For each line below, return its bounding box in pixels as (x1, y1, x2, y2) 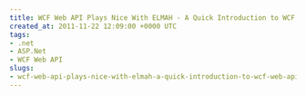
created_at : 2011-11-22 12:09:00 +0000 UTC (9, 22, 178, 31)
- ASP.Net (9, 47, 47, 56)
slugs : (9, 64, 35, 73)
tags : (9, 30, 30, 39)
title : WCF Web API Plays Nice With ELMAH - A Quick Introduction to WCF (9, 13, 296, 23)
